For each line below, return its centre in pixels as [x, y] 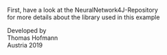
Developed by [27, 31]
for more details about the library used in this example [83, 17]
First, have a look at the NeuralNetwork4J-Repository [82, 10]
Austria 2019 [25, 45]
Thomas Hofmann [33, 38]
